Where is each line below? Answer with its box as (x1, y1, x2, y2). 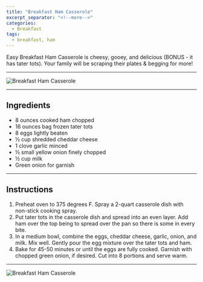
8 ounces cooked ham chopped (14, 116, 95, 124)
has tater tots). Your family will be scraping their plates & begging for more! (6, 60, 193, 67)
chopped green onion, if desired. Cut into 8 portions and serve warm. (14, 252, 188, 259)
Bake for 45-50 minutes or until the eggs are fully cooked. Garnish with (14, 245, 192, 252)
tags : (6, 31, 20, 37)
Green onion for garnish (14, 161, 75, 168)
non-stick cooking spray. (14, 207, 77, 214)
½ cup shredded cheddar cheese (14, 135, 98, 143)
